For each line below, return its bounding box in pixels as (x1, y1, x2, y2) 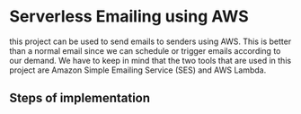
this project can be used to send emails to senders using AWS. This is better (9, 36, 292, 47)
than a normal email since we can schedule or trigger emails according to (9, 45, 281, 56)
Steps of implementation (9, 91, 151, 106)
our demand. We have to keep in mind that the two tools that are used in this (9, 55, 292, 66)
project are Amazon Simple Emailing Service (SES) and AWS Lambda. (9, 65, 267, 75)
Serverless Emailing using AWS (9, 6, 249, 27)
